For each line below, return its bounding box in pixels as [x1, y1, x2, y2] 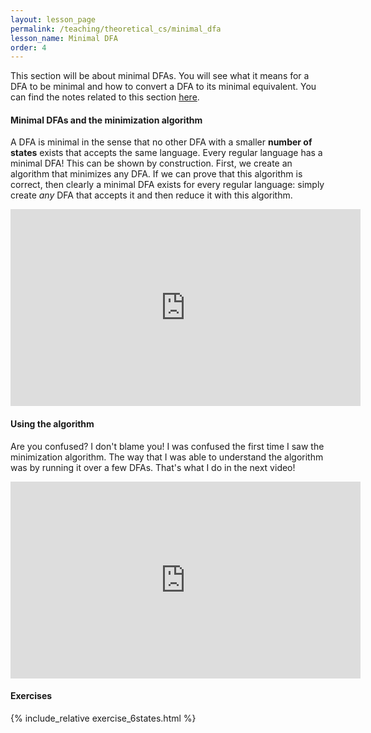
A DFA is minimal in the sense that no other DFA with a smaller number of [10, 136, 313, 148]
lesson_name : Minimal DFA [10, 33, 118, 43]
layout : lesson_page [10, 14, 97, 25]
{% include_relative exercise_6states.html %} [10, 712, 197, 724]
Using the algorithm [10, 418, 95, 430]
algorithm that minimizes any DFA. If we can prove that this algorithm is [10, 168, 303, 180]
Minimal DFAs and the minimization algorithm [10, 114, 203, 126]
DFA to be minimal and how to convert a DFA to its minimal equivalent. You [10, 81, 317, 93]
